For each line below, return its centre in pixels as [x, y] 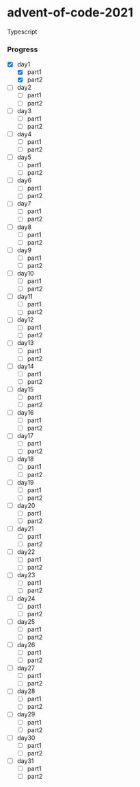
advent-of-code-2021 [70, 13]
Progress [23, 49]
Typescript [22, 32]
